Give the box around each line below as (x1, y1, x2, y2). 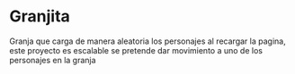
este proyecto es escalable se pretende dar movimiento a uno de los (9, 45, 264, 55)
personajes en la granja (9, 54, 96, 65)
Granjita (9, 6, 70, 27)
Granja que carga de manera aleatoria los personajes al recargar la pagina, (9, 36, 286, 46)
